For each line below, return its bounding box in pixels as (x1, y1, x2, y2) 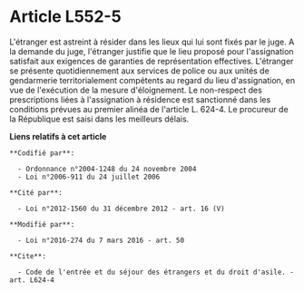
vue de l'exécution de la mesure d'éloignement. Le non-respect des (9, 84, 263, 95)
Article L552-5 (9, 6, 122, 27)
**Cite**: (9, 251, 47, 260)
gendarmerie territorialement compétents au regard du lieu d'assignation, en (9, 74, 296, 85)
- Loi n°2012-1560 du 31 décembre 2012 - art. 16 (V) (17, 204, 225, 213)
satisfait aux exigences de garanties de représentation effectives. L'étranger (9, 55, 294, 66)
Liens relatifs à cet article (9, 131, 107, 141)
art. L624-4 (9, 275, 54, 285)
